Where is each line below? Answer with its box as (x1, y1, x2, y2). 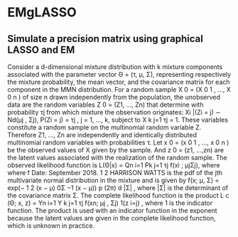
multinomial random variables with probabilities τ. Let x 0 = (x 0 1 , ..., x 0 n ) (7, 138, 229, 147)
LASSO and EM (7, 43, 75, 56)
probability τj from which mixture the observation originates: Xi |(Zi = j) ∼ (7, 108, 222, 116)
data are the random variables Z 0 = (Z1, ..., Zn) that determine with (7, 100, 204, 109)
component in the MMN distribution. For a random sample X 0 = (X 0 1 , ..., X (7, 85, 231, 93)
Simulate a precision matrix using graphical (7, 33, 204, 45)
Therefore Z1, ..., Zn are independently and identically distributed (7, 131, 198, 139)
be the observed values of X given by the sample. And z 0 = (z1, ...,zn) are (7, 146, 225, 154)
